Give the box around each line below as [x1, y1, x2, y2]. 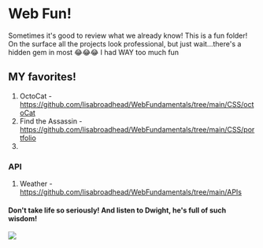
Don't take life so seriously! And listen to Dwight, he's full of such [8, 205, 227, 215]
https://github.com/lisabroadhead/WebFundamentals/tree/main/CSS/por [19, 124, 255, 134]
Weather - [19, 179, 53, 189]
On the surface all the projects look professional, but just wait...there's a [8, 39, 242, 48]
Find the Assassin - [19, 116, 83, 126]
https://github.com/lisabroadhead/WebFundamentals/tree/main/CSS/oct [19, 99, 254, 109]
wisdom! [8, 213, 38, 223]
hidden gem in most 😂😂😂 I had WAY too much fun [8, 47, 180, 57]
